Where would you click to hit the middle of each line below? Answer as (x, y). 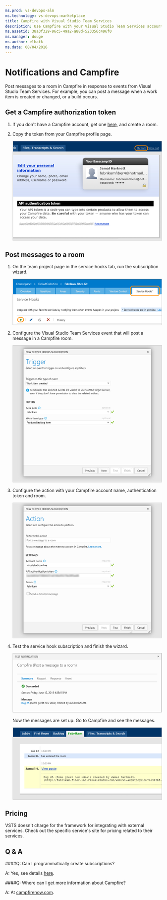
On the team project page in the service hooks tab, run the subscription (85, 266)
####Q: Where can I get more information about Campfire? (65, 883)
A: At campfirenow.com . (30, 893)
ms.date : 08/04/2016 (27, 47)
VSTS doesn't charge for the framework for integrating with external (75, 825)
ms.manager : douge (24, 37)
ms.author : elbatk (24, 42)
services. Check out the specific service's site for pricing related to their (79, 831)
